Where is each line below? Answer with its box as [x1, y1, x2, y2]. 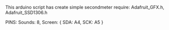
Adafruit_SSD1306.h [5, 9, 48, 15]
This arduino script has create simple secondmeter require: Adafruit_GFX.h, [5, 4, 165, 10]
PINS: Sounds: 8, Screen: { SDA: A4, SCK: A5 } [5, 19, 103, 25]
